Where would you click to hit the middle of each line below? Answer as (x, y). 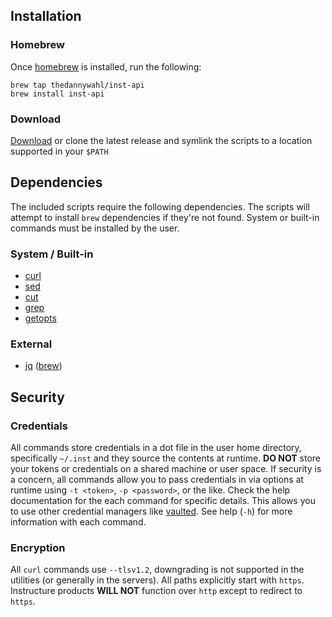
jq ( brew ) (43, 366)
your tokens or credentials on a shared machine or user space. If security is (166, 469)
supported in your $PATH (59, 151)
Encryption (38, 547)
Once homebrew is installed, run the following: (106, 66)
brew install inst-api (57, 94)
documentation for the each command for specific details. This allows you (163, 501)
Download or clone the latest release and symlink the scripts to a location (161, 140)
